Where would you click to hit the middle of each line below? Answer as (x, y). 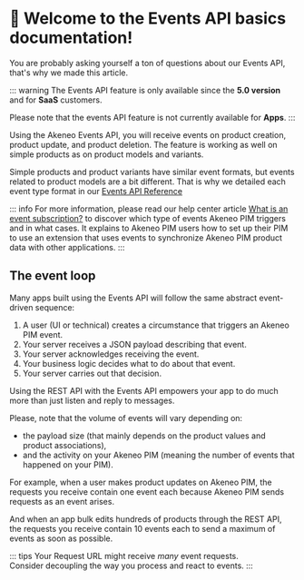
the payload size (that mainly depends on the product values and (144, 436)
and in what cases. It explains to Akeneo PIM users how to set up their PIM (149, 228)
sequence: (55, 307)
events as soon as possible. (61, 538)
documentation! (71, 38)
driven (21, 307)
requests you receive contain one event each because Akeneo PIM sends (147, 492)
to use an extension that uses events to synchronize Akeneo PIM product (146, 237)
